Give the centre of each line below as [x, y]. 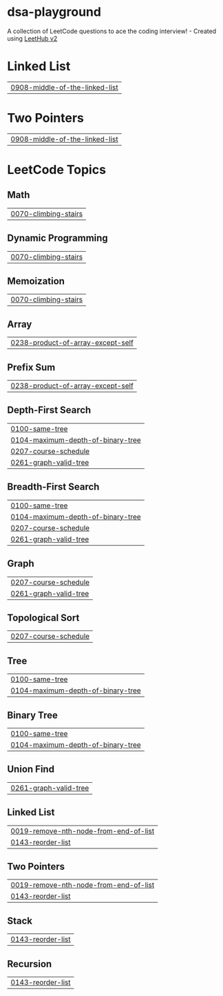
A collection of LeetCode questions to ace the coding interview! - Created [112, 31]
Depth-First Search [49, 410]
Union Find [31, 769]
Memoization [36, 281]
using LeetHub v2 [32, 38]
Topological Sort [43, 618]
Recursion [30, 964]
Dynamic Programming [57, 238]
